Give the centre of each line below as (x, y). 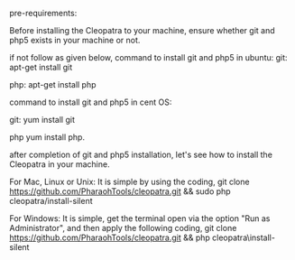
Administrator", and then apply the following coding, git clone (123, 228)
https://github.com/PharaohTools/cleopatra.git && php (110, 237)
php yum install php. (47, 137)
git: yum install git (42, 120)
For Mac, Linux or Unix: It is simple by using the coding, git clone (129, 181)
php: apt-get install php (53, 84)
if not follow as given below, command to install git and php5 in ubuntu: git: (148, 57)
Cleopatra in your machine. (60, 164)
